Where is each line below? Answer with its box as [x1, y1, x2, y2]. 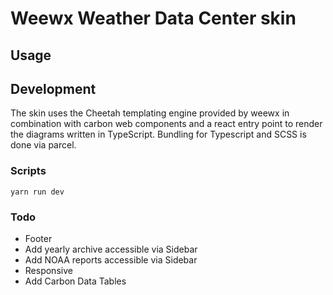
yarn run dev [10, 187, 65, 197]
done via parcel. [10, 139, 77, 151]
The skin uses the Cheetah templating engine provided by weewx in [10, 107, 290, 119]
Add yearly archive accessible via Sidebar [24, 243, 198, 255]
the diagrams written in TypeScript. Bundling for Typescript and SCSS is [10, 128, 307, 141]
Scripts [10, 164, 47, 178]
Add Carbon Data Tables [24, 275, 127, 287]
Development [10, 80, 97, 97]
